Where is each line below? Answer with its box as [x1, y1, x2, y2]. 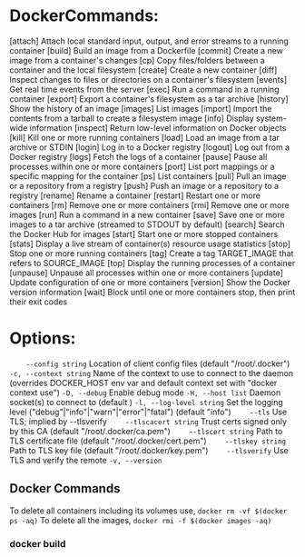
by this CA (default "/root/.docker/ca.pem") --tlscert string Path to [9, 425, 283, 436]
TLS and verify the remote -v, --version [9, 454, 162, 465]
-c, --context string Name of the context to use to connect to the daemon [9, 367, 293, 378]
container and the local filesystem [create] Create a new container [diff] [9, 65, 278, 75]
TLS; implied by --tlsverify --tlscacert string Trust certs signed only [9, 415, 288, 427]
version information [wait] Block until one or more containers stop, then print [9, 286, 296, 297]
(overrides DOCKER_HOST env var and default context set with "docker [9, 377, 278, 388]
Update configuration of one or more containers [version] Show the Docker [9, 276, 290, 287]
